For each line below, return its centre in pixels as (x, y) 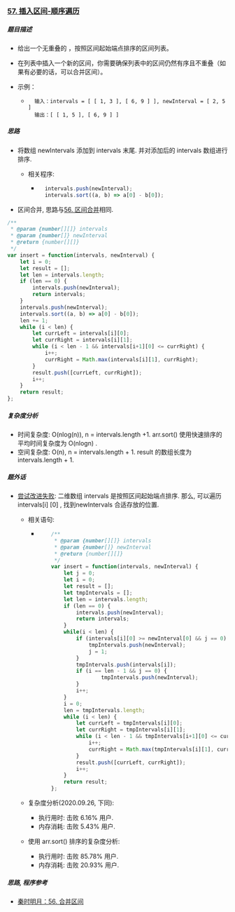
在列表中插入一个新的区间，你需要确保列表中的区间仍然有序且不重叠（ (119, 63)
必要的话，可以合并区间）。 (68, 72)
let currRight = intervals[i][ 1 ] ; (83, 340)
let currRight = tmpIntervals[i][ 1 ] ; (131, 730)
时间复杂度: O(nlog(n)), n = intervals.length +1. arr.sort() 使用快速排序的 (120, 435)
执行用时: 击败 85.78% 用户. (78, 857)
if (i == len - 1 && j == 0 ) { (122, 671)
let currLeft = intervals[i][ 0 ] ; (81, 334)
